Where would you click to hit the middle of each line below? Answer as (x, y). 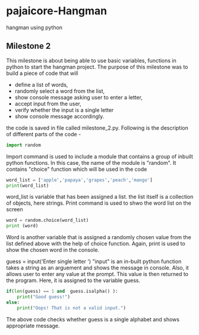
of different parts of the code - (44, 134)
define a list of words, (41, 84)
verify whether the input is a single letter (64, 110)
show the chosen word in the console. (53, 250)
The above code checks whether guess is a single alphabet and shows (93, 319)
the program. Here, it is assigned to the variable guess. (73, 280)
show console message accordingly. (59, 116)
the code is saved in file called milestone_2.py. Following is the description (97, 128)
